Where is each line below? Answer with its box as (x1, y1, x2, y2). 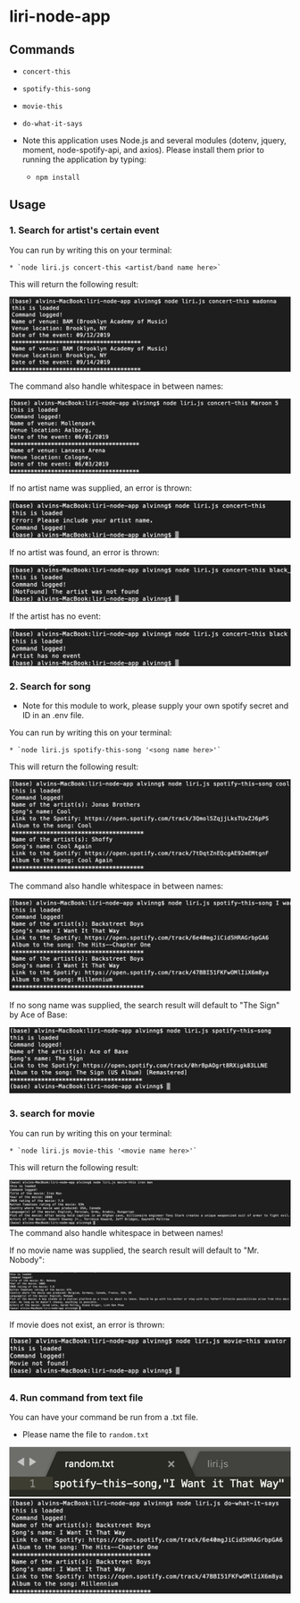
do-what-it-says (21, 119, 83, 128)
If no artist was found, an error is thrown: (9, 546, 160, 557)
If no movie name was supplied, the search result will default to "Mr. (9, 1245, 260, 1256)
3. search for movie (9, 1108, 96, 1120)
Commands (9, 42, 76, 57)
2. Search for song (9, 680, 91, 692)
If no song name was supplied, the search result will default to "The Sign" (9, 999, 280, 1010)
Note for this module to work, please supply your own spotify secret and (21, 700, 289, 711)
